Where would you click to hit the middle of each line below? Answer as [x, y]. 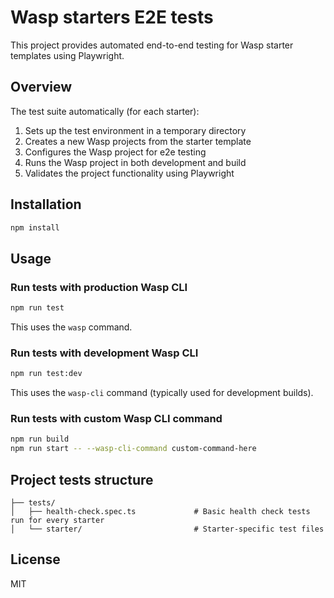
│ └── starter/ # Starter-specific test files [167, 529]
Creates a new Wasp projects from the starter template [138, 141]
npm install [35, 227]
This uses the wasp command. [71, 327]
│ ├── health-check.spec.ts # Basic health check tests [160, 512]
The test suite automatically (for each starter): [105, 111]
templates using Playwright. [67, 55]
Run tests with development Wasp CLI [104, 353]
